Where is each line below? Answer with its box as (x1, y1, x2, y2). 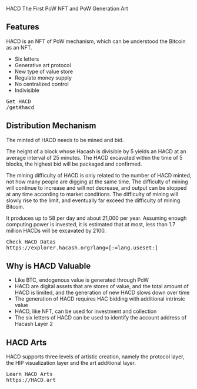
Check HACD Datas (6, 238, 56, 245)
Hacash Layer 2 (14, 321, 53, 328)
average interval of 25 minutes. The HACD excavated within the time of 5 (6, 154, 183, 161)
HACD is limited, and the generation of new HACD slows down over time (14, 289, 190, 296)
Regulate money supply (14, 74, 72, 81)
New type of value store (14, 68, 74, 75)
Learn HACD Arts (6, 371, 53, 378)
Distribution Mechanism (6, 121, 96, 131)
